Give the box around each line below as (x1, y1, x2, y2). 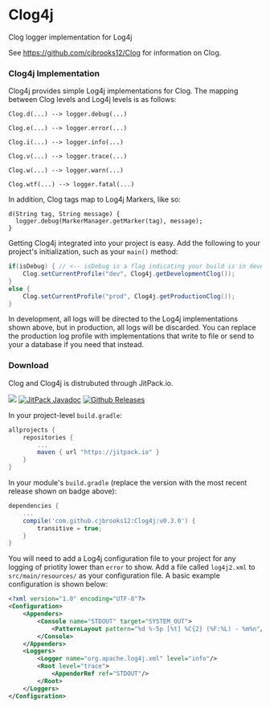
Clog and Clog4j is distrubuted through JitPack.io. (8, 378, 174, 387)
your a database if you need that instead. (8, 340, 145, 350)
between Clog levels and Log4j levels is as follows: (8, 95, 177, 104)
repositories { (22, 433, 74, 441)
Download (8, 360, 50, 371)
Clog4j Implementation (8, 68, 100, 79)
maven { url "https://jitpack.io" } (37, 448, 160, 456)
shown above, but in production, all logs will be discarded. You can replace (8, 323, 256, 333)
